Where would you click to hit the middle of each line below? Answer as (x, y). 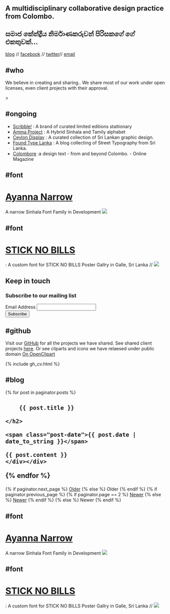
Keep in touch (28, 281)
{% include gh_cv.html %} (33, 364)
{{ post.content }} (36, 455)
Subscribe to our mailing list (41, 295)
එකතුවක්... (22, 42)
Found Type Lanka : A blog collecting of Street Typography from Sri (84, 142)
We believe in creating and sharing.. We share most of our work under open (85, 83)
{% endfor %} (28, 476)
